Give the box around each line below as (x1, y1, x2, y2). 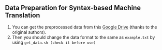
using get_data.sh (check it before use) (12, 39, 96, 45)
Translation (5, 12, 40, 20)
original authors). (12, 29, 46, 35)
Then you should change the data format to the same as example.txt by (12, 34, 155, 40)
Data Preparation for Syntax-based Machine (5, 4, 141, 12)
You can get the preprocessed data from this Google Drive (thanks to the (12, 24, 157, 30)
